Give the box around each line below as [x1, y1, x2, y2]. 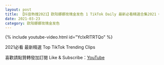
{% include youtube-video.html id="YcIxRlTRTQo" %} [5, 34, 113, 40]
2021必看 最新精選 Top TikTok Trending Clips [5, 44, 96, 50]
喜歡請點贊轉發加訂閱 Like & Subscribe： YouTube [5, 55, 105, 61]
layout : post [5, 7, 32, 12]
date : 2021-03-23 [5, 16, 41, 21]
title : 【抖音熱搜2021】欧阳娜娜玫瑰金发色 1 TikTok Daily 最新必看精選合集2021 [5, 12, 157, 17]
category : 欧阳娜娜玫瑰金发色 [5, 21, 60, 26]
